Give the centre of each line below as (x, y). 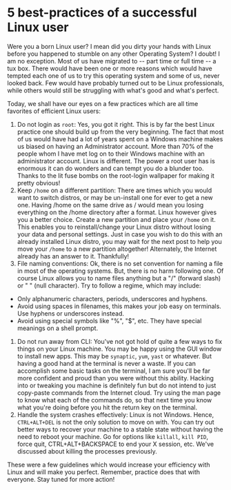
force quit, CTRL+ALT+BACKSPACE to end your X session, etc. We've (115, 444)
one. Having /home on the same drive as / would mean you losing (110, 205)
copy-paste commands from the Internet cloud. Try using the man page (119, 392)
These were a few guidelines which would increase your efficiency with (109, 465)
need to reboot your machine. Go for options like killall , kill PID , (113, 436)
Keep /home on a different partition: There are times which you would (114, 190)
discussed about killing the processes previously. (87, 451)
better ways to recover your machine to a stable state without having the (120, 429)
